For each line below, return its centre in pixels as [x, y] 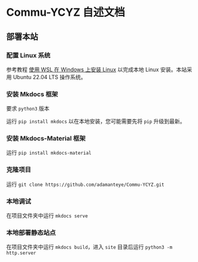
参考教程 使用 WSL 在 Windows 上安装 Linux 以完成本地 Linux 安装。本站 [97, 69]
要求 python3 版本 [28, 109]
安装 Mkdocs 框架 [32, 94]
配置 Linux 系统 [28, 55]
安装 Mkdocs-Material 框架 [46, 138]
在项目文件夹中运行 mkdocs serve [47, 216]
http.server [21, 253]
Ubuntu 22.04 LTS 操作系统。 [49, 77]
